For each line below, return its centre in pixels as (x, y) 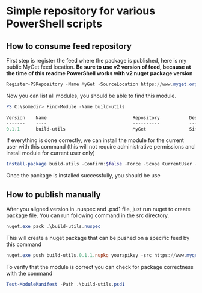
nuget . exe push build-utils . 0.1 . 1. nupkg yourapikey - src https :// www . (96, 255)
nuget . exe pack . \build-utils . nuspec (54, 227)
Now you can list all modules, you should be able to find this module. (91, 96)
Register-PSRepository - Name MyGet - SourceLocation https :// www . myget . (98, 84)
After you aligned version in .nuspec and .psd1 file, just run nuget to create (98, 209)
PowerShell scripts (54, 24)
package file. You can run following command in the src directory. (88, 215)
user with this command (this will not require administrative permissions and (101, 147)
